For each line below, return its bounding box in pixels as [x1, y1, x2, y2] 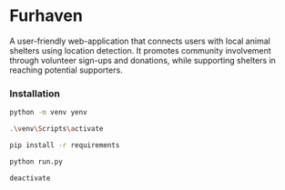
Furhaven [9, 5, 84, 26]
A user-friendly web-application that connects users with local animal [9, 35, 270, 46]
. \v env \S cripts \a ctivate [9, 125, 104, 134]
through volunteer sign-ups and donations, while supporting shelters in [9, 55, 276, 65]
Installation [9, 87, 61, 100]
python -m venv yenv [9, 108, 88, 117]
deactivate [9, 174, 51, 183]
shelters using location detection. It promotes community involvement [9, 45, 271, 55]
